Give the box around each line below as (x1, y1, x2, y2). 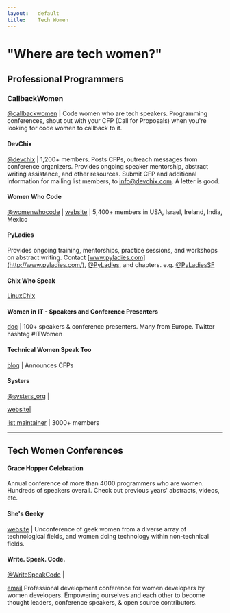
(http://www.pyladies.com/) (7, 260, 85, 268)
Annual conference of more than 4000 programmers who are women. (7, 479, 204, 487)
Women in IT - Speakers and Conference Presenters (7, 307, 159, 316)
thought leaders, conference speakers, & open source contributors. (7, 598, 197, 606)
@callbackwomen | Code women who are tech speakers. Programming (7, 109, 207, 117)
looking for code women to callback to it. (7, 124, 123, 132)
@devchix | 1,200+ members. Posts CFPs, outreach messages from (7, 155, 198, 163)
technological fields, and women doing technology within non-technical (7, 532, 209, 540)
